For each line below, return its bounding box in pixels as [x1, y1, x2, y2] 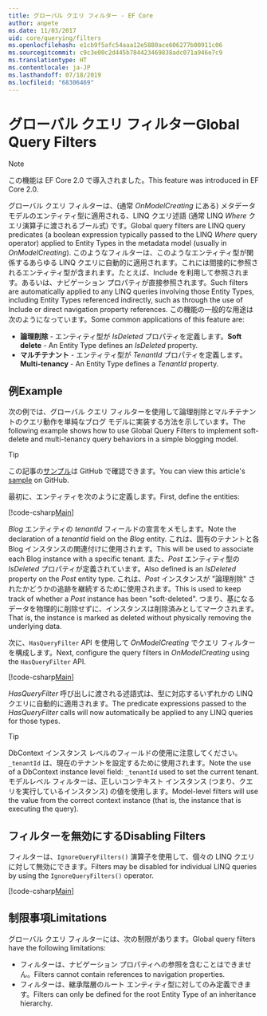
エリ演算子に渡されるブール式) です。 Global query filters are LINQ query [8, 221, 245, 231]
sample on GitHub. [8, 476, 69, 485]
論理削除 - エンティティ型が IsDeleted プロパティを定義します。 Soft [19, 332, 241, 342]
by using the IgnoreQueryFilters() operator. [8, 871, 154, 880]
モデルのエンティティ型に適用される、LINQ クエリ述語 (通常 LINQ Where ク [8, 211, 257, 220]
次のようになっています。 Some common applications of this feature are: [8, 314, 245, 324]
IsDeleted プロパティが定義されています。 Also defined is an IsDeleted [8, 564, 237, 574]
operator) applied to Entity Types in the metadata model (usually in [8, 239, 227, 248]
